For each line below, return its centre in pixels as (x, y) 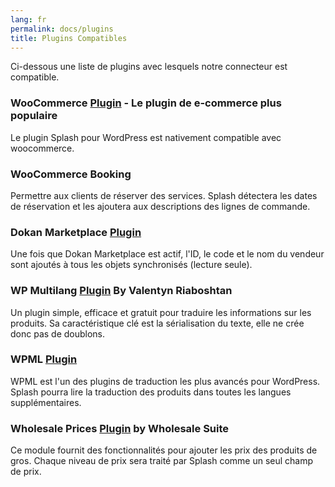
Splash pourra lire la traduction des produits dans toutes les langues (151, 392)
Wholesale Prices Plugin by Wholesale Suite (120, 428)
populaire (34, 116)
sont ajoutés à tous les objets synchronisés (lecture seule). (131, 265)
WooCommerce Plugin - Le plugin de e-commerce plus (146, 103)
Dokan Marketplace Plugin (76, 232)
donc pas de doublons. (58, 333)
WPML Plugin (44, 359)
